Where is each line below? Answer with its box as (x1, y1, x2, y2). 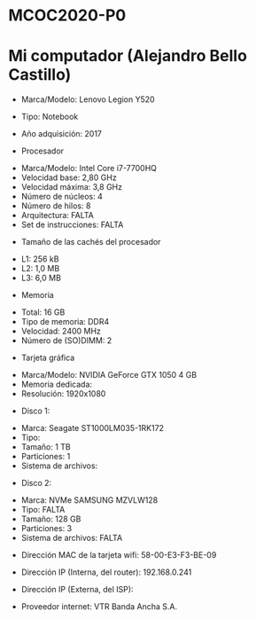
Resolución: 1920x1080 (20, 388, 106, 399)
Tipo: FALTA (20, 505, 66, 515)
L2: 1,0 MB (20, 263, 60, 274)
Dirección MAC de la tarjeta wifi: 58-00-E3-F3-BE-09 (20, 550, 217, 560)
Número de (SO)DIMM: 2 (20, 335, 112, 346)
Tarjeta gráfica (20, 352, 75, 364)
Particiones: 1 (20, 451, 71, 462)
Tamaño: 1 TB (20, 442, 72, 452)
